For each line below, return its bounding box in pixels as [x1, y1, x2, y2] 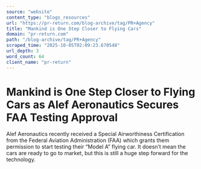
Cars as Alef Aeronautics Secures [6, 97, 179, 111]
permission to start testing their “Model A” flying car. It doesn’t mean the [6, 143, 186, 150]
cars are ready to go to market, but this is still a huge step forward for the [6, 150, 188, 157]
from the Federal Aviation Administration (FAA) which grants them [6, 137, 170, 144]
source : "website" [6, 8, 53, 15]
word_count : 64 [6, 54, 45, 60]
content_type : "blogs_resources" [6, 14, 91, 20]
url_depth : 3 [6, 48, 39, 54]
